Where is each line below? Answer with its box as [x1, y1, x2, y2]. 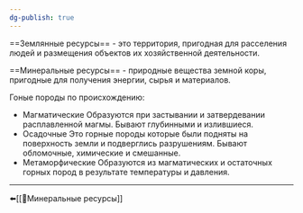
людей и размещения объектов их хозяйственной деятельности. [9, 47, 260, 58]
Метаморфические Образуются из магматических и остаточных [22, 156, 273, 167]
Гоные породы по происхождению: [9, 92, 145, 102]
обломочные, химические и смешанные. [22, 147, 181, 158]
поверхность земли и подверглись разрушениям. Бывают [22, 138, 248, 148]
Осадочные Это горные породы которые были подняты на [22, 128, 249, 139]
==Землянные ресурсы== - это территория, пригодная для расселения [9, 38, 287, 49]
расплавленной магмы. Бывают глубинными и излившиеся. [22, 119, 254, 129]
